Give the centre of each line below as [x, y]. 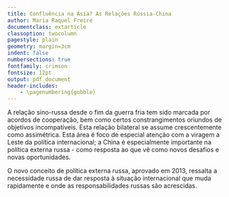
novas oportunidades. [39, 157]
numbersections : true [39, 60]
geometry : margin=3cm [39, 46]
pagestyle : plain [33, 40]
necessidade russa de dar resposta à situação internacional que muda [109, 178]
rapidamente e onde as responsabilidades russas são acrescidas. [102, 186]
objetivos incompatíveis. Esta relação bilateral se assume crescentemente [114, 127]
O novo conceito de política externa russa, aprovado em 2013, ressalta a [112, 171]
